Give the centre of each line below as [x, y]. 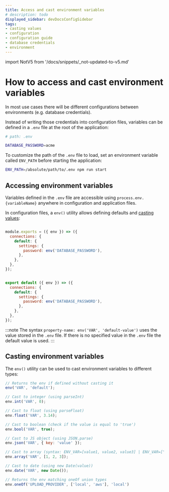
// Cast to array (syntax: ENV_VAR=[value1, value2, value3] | [73, 452]
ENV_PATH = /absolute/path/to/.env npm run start [56, 170]
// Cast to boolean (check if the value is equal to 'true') [71, 424]
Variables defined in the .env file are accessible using [61, 198]
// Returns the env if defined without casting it [59, 383]
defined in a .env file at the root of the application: [57, 127]
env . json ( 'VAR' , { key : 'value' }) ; [44, 443]
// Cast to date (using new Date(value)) [49, 466]
